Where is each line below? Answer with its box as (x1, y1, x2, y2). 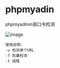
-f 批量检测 (5, 53, 28, 58)
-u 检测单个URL (5, 48, 35, 53)
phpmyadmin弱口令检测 (5, 21, 55, 27)
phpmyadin (5, 4, 54, 15)
